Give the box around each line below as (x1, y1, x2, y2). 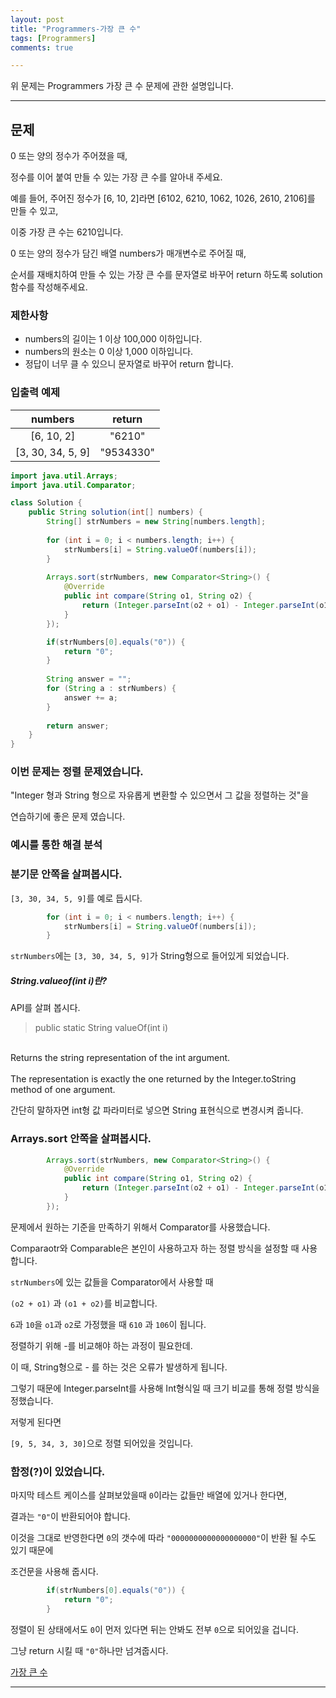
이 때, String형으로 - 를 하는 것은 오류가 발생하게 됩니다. (10, 1361, 228, 1373)
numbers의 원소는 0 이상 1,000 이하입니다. (24, 346, 194, 358)
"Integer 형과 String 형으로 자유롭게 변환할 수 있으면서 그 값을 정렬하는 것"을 (10, 789, 310, 801)
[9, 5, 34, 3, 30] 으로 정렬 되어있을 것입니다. (10, 1437, 194, 1449)
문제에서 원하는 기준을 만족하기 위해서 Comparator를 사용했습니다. (10, 1221, 271, 1233)
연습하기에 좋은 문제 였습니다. (10, 811, 126, 823)
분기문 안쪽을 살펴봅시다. (10, 867, 123, 881)
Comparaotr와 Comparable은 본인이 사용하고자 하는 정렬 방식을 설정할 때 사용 (10, 1242, 318, 1254)
